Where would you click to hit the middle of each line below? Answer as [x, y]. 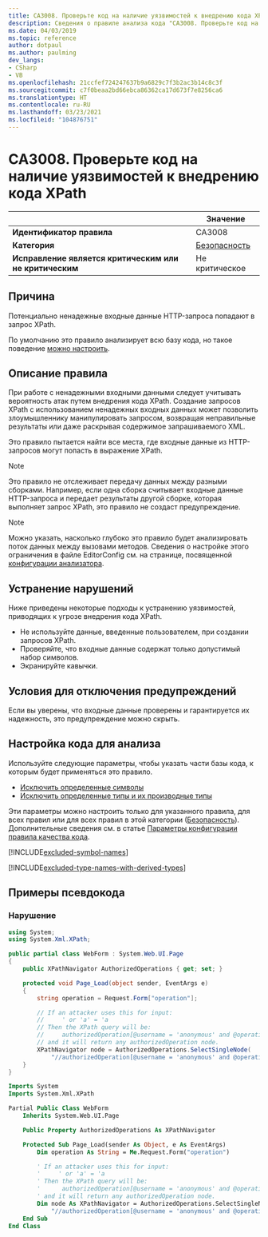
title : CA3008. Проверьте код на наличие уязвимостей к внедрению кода [130, 16]
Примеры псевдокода [67, 893]
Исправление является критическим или [96, 258]
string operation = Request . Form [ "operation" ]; [117, 998]
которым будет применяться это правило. [81, 772]
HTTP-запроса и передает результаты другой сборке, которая [115, 499]
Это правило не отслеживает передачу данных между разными [118, 481]
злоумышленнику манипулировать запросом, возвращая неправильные [132, 418]
